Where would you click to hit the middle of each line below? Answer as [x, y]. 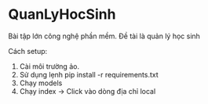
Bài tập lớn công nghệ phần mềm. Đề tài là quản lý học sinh [104, 36]
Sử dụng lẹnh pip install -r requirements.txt [89, 74]
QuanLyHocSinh [62, 14]
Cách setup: [28, 51]
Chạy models [41, 83]
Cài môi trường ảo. [49, 66]
